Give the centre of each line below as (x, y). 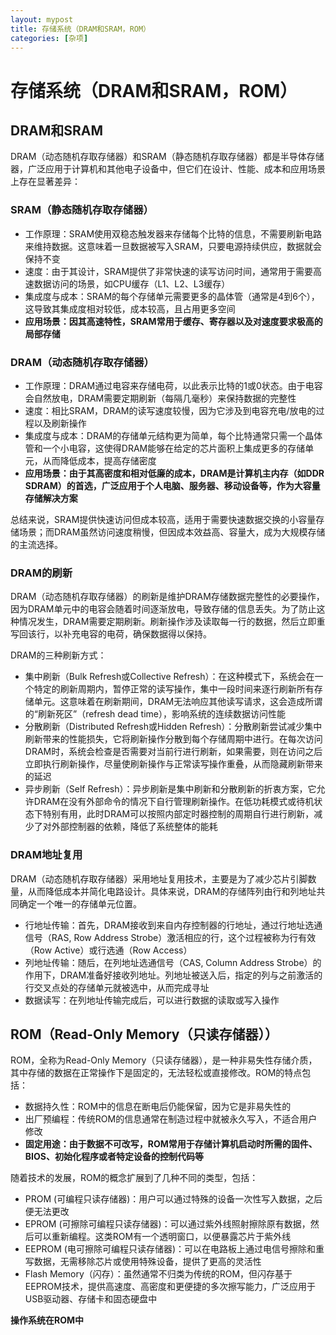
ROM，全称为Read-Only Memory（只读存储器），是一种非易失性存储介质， (164, 1060)
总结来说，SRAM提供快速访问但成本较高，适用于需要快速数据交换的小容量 (163, 519)
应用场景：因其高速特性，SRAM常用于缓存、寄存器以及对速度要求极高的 (173, 321)
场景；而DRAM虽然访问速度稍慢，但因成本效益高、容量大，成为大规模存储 (172, 532)
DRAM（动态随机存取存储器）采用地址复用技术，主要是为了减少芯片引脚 (159, 878)
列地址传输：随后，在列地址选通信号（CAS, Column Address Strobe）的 (173, 962)
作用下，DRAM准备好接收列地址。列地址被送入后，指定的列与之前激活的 (173, 975)
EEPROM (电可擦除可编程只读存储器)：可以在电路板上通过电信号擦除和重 (174, 1249)
